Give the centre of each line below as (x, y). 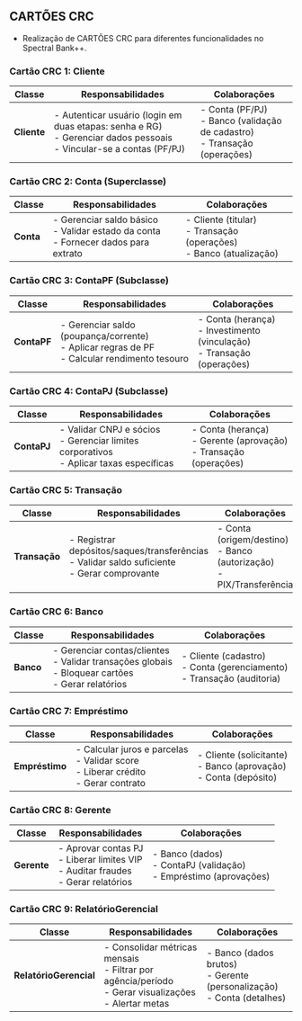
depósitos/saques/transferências (139, 551)
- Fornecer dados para (101, 242)
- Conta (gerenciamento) (235, 667)
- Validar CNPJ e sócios (110, 430)
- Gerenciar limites (99, 440)
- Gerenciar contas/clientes (111, 650)
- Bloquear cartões (93, 673)
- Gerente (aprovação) (240, 440)
